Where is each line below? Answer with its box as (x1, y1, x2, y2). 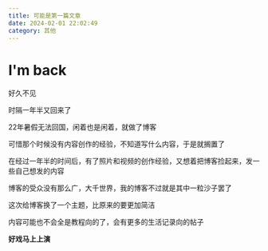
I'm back (8, 61, 67, 79)
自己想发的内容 (14, 166, 65, 176)
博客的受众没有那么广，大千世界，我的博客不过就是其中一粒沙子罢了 (8, 183, 232, 193)
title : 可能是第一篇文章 (8, 11, 81, 20)
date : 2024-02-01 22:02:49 (8, 19, 98, 27)
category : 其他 (8, 26, 57, 34)
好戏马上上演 (8, 234, 50, 244)
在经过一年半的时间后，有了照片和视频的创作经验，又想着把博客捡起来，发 (8, 157, 253, 166)
